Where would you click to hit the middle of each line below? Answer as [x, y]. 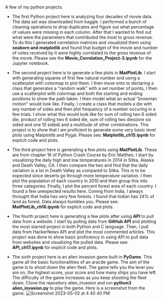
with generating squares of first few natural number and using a [76, 78]
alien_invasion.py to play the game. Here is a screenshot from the [79, 288]
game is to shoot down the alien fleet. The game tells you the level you [83, 267]
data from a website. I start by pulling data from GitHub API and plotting [84, 221]
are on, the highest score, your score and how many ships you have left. [84, 272]
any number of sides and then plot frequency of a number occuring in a [84, 109]
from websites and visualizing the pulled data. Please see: [70, 242]
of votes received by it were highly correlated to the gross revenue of [81, 53]
